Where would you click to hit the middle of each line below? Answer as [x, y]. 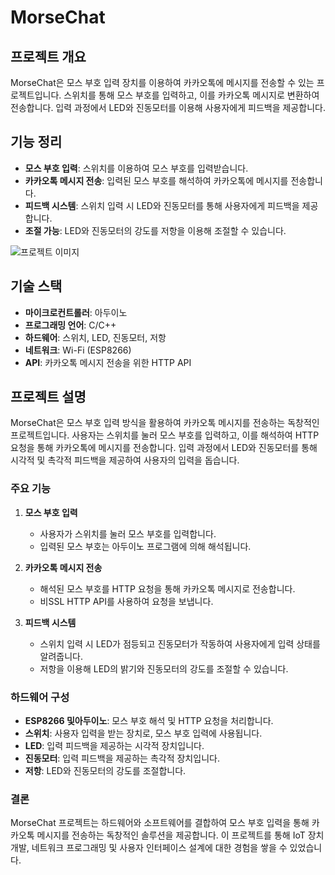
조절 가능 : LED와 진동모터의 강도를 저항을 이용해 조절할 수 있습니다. [155, 230]
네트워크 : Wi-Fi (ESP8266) [78, 350]
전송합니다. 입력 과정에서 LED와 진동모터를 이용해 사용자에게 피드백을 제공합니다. [168, 107]
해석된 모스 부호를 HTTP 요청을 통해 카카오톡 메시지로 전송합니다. [167, 588]
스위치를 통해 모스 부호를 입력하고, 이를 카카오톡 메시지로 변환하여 [191, 95]
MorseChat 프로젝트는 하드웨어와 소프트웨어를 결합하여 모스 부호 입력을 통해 [160, 823]
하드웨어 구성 [40, 697]
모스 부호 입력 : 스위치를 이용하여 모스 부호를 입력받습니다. [136, 168]
